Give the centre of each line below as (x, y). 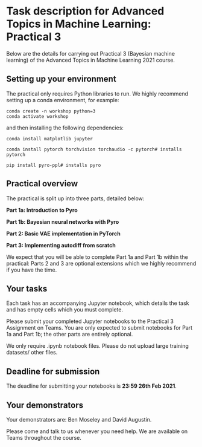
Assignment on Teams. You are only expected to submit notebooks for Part (99, 328)
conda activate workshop (37, 116)
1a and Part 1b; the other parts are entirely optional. (70, 334)
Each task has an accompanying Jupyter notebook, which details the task (98, 303)
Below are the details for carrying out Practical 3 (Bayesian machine (90, 53)
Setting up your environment (61, 79)
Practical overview (42, 184)
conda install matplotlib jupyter (50, 139)
